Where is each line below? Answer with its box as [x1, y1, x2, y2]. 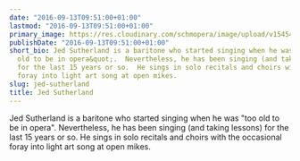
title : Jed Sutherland [9, 88, 94, 97]
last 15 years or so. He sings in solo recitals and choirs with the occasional [9, 131, 283, 142]
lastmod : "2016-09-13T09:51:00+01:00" [9, 21, 154, 30]
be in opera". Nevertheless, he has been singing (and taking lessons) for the [9, 122, 289, 132]
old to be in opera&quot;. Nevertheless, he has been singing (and [17, 55, 278, 64]
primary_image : [9, 30, 66, 38]
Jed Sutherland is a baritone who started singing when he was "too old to [9, 113, 279, 123]
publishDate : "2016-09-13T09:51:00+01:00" [9, 38, 170, 47]
